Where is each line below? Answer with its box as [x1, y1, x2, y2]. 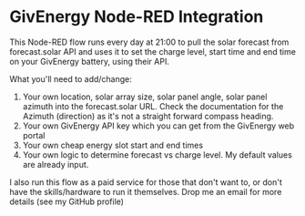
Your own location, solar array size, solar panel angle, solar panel [22, 91, 268, 102]
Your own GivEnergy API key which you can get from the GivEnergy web [22, 120, 295, 131]
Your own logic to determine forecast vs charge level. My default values [22, 149, 293, 160]
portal [22, 129, 46, 140]
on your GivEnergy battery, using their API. [9, 56, 170, 67]
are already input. [22, 159, 89, 170]
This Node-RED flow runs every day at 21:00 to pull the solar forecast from [9, 36, 290, 47]
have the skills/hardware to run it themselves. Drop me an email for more [9, 186, 282, 197]
